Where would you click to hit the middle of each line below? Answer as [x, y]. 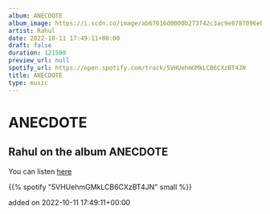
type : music [28, 83]
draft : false [30, 46]
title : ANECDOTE [35, 75]
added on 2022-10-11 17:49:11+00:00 [70, 202]
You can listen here [40, 171]
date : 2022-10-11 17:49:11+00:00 [64, 38]
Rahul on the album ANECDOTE [88, 152]
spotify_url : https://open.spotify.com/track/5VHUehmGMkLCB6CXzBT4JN [127, 68]
